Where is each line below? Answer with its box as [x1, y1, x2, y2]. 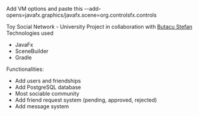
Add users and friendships [14, 78, 81, 84]
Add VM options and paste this [6, 5, 83, 12]
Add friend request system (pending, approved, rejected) [14, 96, 157, 103]
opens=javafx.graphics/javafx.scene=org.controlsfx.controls [6, 11, 157, 19]
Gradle [14, 54, 32, 61]
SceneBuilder [14, 47, 49, 55]
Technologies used [6, 29, 54, 37]
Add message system [14, 103, 69, 110]
